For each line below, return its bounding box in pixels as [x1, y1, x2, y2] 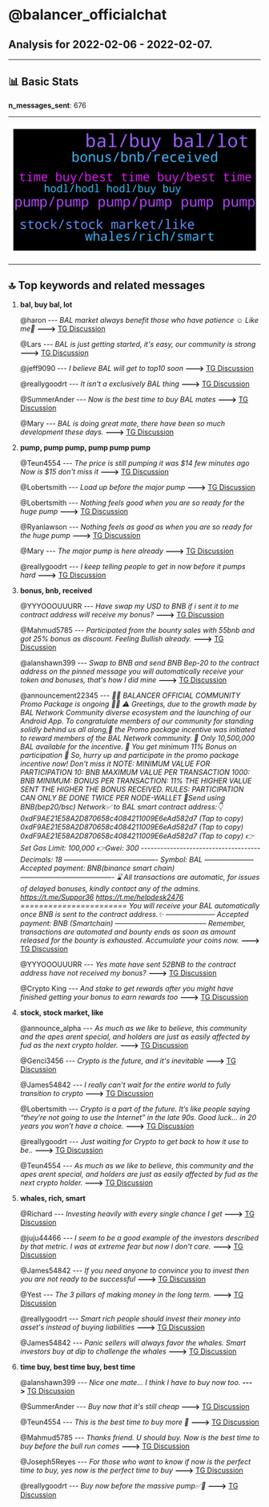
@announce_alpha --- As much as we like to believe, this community [19, 1024, 247, 1033]
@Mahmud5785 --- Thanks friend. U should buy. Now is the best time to [19, 1433, 260, 1443]
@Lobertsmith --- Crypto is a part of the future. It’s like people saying [19, 1104, 251, 1114]
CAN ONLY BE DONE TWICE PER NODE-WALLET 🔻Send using [19, 793, 226, 803]
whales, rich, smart [19, 1194, 86, 1204]
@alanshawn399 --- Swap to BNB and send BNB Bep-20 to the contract [19, 658, 259, 668]
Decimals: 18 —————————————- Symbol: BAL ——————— [19, 855, 255, 865]
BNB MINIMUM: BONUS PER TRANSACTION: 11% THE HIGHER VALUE [19, 776, 252, 786]
